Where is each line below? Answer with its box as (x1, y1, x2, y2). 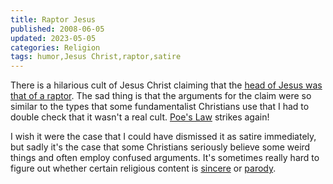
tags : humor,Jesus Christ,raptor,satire (10, 52, 182, 62)
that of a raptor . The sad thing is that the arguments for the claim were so (10, 90, 312, 102)
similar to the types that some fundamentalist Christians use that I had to (10, 101, 310, 113)
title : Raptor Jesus (10, 14, 97, 25)
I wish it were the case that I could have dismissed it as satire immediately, (10, 131, 317, 143)
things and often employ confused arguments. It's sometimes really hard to (10, 152, 320, 164)
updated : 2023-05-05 (10, 33, 97, 43)
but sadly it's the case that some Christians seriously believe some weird (10, 141, 311, 153)
